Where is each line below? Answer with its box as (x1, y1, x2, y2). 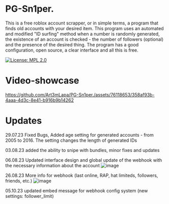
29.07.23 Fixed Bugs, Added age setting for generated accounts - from (5, 132, 154, 138)
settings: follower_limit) (5, 193, 54, 199)
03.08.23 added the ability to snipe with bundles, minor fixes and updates (5, 147, 160, 153)
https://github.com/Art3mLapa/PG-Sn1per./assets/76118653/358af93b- (5, 91, 155, 97)
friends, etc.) (5, 177, 33, 184)
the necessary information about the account (5, 162, 100, 168)
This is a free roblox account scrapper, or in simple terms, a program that (5, 20, 159, 26)
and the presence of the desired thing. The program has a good (5, 41, 139, 47)
